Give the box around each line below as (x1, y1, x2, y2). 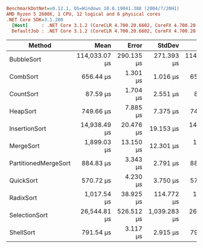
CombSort (9, 73, 39, 81)
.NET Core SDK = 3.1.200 (6, 16, 63, 23)
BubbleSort (9, 55, 42, 64)
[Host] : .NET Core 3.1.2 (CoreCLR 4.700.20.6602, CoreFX (11, 22, 172, 28)
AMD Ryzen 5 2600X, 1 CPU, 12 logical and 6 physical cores (6, 11, 161, 17)
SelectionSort (9, 211, 48, 220)
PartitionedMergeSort (9, 159, 71, 167)
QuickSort (9, 176, 38, 185)
